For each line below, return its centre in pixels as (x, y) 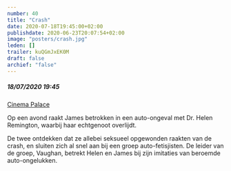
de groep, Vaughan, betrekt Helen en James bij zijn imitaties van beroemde (114, 153)
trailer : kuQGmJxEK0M (38, 52)
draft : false (26, 59)
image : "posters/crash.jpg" (48, 39)
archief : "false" (32, 65)
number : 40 (23, 13)
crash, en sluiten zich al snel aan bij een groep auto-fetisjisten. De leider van (115, 145)
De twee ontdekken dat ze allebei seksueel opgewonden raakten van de (110, 138)
